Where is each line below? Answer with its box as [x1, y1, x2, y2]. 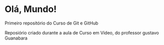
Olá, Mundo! [4, 3, 57, 15]
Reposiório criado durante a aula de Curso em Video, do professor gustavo [4, 29, 159, 35]
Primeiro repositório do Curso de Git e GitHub [4, 20, 98, 26]
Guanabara [4, 35, 28, 41]
